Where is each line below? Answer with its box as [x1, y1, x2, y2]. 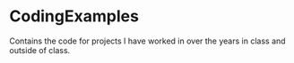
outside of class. [9, 44, 71, 55]
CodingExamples [9, 6, 139, 27]
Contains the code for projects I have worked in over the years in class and [9, 35, 286, 46]
